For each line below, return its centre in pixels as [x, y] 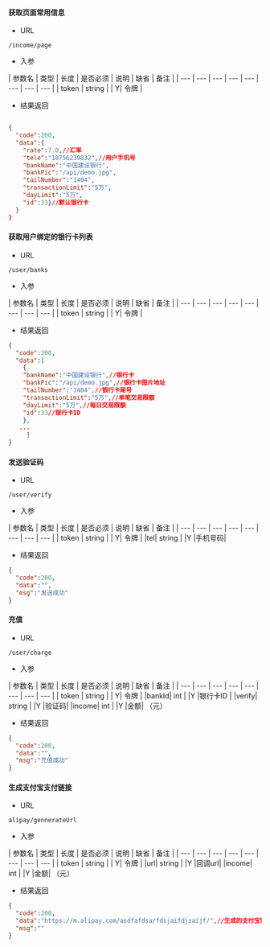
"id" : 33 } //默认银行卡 [56, 202]
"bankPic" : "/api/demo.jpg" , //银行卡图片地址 [94, 383]
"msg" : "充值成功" [42, 760]
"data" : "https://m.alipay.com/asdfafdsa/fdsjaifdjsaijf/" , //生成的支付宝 [138, 921]
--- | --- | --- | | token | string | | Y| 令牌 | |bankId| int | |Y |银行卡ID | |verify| [133, 695]
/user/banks [28, 270]
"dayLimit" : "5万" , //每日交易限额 [74, 405]
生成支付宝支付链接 [40, 787]
